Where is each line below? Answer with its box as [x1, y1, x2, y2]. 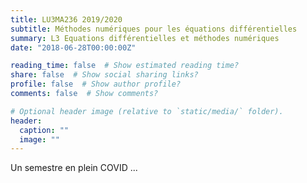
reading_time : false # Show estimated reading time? [10, 61, 240, 71]
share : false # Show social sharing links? [10, 70, 199, 80]
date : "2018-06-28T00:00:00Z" [10, 42, 137, 53]
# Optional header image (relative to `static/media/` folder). [10, 106, 284, 116]
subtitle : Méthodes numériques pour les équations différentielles [10, 24, 298, 34]
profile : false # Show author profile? [10, 79, 182, 90]
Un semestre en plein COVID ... [10, 162, 138, 174]
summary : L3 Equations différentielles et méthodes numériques [10, 33, 280, 43]
